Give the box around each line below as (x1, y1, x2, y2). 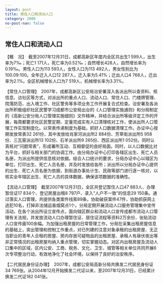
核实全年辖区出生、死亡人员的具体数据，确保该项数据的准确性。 (5, 174, 132, 180)
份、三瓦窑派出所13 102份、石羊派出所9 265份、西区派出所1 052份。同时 (5, 137, 150, 143)
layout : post (5, 7, 32, 12)
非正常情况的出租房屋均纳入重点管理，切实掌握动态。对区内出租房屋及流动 (5, 239, 154, 245)
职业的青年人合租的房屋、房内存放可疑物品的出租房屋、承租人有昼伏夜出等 (9, 233, 158, 239)
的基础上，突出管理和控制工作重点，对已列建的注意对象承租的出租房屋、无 (5, 227, 154, 233)
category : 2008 (5, 16, 36, 21)
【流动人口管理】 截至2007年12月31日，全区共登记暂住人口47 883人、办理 (5, 184, 155, 190)
